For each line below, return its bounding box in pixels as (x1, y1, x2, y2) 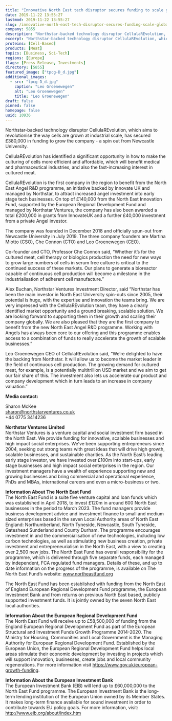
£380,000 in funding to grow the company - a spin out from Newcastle (5, 137, 155, 144)
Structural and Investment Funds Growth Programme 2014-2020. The (5, 628, 152, 635)
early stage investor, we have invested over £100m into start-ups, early (5, 457, 155, 463)
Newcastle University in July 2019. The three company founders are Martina (5, 233, 166, 239)
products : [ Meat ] (5, 46, 42, 51)
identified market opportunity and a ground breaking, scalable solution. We (5, 308, 164, 314)
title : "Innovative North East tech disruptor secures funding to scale (5, 7, 164, 13)
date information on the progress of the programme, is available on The (5, 565, 156, 571)
